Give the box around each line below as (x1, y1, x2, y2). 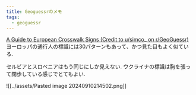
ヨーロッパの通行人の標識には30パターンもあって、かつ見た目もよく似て (6, 43, 184, 50)
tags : (6, 14, 20, 20)
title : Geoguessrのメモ (6, 8, 62, 15)
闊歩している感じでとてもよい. (11, 71, 86, 78)
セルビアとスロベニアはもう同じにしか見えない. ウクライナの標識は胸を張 (6, 63, 186, 70)
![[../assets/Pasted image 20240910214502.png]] (6, 83, 127, 90)
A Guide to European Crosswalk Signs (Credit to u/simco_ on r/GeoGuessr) (6, 36, 189, 43)
